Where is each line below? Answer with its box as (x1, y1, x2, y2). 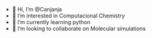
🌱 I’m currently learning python (12, 19, 91, 25)
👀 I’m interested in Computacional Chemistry (12, 12, 125, 19)
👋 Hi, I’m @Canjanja (12, 6, 63, 13)
